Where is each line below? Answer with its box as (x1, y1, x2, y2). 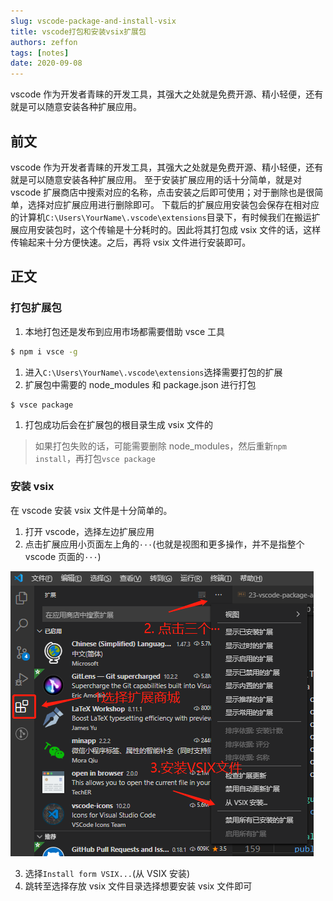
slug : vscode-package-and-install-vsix (10, 16, 177, 26)
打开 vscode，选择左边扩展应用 (24, 525, 155, 537)
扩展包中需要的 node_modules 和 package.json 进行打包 (24, 378, 257, 390)
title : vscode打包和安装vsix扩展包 (10, 26, 147, 37)
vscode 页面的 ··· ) (24, 550, 102, 562)
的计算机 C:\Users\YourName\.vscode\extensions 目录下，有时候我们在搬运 (10, 211, 312, 223)
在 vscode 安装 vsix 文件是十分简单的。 (10, 504, 173, 516)
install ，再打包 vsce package (34, 452, 156, 464)
